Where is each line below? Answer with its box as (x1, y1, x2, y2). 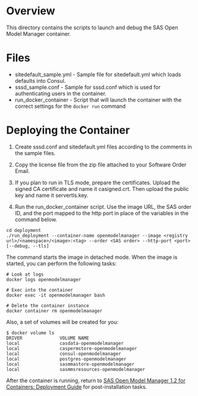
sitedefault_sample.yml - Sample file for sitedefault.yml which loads (14, 70, 181, 78)
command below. (14, 216, 58, 223)
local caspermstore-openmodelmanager (6, 345, 137, 351)
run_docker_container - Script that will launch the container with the (14, 96, 182, 103)
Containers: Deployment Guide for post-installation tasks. (6, 383, 147, 390)
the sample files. (14, 149, 55, 156)
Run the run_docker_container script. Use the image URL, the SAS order (14, 203, 192, 210)
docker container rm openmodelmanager (6, 308, 103, 314)
